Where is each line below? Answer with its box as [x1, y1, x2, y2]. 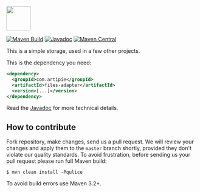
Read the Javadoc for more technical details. [6, 105, 119, 112]
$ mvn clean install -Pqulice [6, 170, 83, 176]
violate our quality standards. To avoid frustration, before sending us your [6, 151, 191, 159]
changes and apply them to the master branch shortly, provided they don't [6, 145, 192, 152]
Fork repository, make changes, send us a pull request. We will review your [6, 138, 195, 145]
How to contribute [6, 122, 77, 132]
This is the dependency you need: [6, 59, 92, 66]
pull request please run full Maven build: [6, 157, 107, 165]
